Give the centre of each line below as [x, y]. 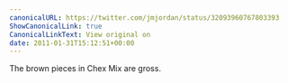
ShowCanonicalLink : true [56, 26]
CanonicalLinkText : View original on [80, 34]
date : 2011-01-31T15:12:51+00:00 [72, 43]
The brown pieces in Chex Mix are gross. [85, 69]
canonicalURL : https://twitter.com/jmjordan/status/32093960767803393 [144, 18]
